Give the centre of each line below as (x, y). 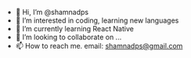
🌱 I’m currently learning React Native (75, 29)
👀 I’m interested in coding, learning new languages (97, 20)
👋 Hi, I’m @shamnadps (52, 12)
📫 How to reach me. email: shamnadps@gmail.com (99, 46)
